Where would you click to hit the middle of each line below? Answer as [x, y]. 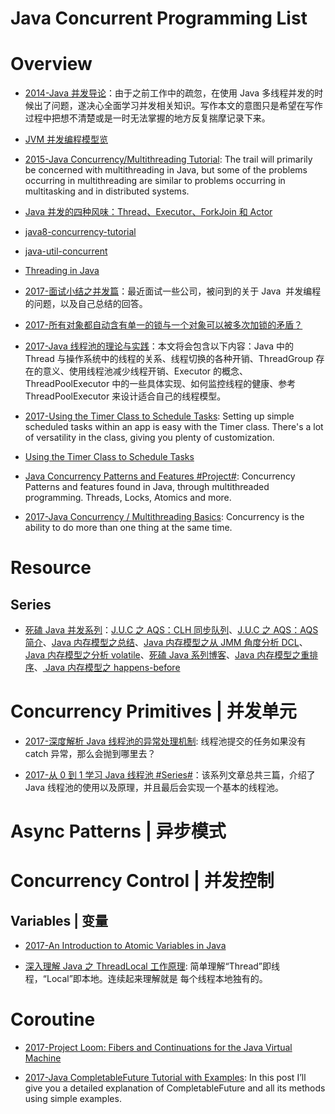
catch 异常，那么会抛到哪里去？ [90, 754]
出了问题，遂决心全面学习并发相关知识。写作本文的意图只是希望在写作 [178, 106]
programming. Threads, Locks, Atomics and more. [128, 498]
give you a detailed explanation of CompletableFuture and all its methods [175, 1088]
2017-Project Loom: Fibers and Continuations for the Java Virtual [158, 1048]
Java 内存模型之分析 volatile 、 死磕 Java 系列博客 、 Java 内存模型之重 [167, 655]
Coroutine [53, 1019]
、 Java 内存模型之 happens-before [107, 668]
